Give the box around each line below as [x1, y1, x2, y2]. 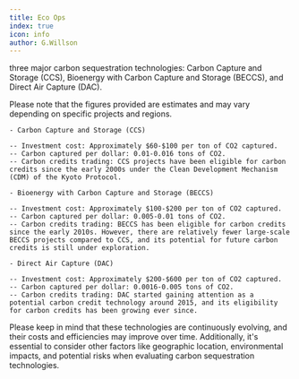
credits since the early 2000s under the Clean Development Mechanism [9, 165, 278, 175]
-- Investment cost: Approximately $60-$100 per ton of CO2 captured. [9, 142, 278, 151]
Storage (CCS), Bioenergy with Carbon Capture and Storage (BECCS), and [9, 73, 284, 83]
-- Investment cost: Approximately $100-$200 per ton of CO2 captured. [9, 204, 282, 213]
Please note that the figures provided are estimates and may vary [9, 99, 251, 110]
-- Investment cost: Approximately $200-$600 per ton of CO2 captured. [9, 275, 282, 284]
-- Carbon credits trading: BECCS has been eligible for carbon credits [9, 220, 286, 229]
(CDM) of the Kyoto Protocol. [9, 173, 123, 182]
